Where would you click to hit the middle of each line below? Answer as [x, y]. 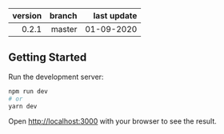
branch [63, 16]
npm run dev [28, 91]
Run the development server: [56, 77]
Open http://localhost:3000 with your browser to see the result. [113, 121]
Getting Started [48, 58]
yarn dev [23, 106]
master [64, 29]
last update [115, 16]
